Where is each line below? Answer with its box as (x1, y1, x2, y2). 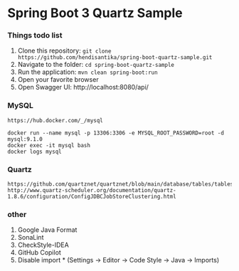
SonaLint (17, 233, 44, 242)
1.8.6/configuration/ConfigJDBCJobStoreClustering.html (7, 193, 176, 201)
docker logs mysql (7, 148, 62, 155)
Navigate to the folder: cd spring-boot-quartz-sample (17, 60, 174, 69)
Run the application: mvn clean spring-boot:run (17, 68, 158, 76)
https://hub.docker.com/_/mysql (7, 117, 103, 124)
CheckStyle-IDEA (17, 240, 69, 250)
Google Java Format (17, 225, 78, 234)
